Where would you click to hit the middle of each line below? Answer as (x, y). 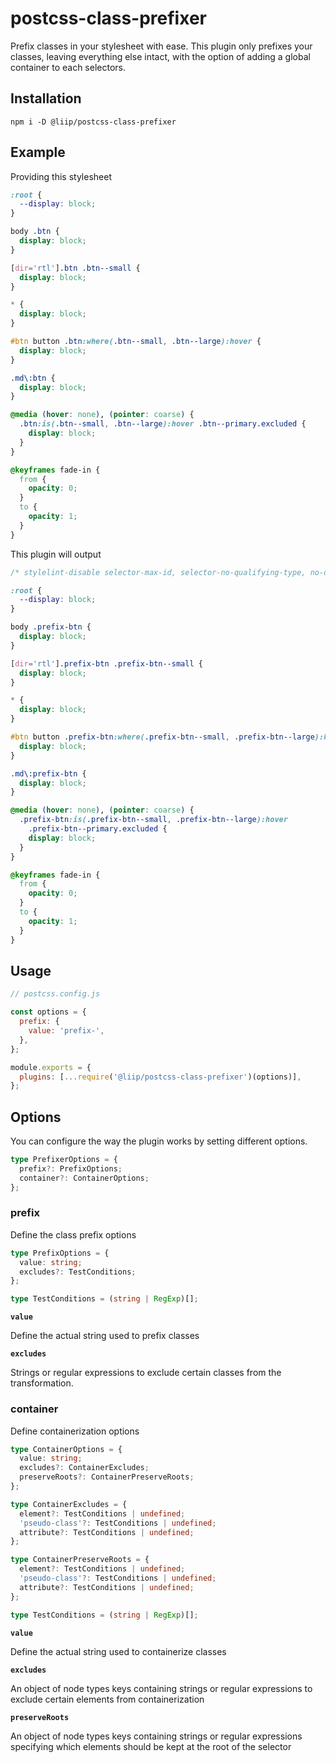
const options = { (48, 1012)
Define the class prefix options (73, 1234)
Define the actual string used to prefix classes (105, 1336)
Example (38, 152)
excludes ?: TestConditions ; (78, 1272)
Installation (46, 98)
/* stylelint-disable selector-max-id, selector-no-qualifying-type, (158, 572)
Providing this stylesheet (61, 176)
